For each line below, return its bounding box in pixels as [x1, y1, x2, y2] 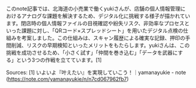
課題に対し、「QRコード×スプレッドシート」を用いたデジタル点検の [21, 27, 183, 34]
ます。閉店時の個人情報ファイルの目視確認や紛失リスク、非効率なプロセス [6, 20, 185, 26]
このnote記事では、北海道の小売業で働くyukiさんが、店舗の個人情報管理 [6, 5, 181, 12]
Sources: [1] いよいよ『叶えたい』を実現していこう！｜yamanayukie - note [6, 69, 186, 76]
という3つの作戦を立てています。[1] [16, 56, 102, 63]
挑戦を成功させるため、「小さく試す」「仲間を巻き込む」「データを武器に [6, 49, 178, 56]
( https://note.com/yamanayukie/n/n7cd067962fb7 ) [6, 76, 129, 82]
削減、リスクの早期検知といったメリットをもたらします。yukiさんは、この [11, 42, 190, 49]
